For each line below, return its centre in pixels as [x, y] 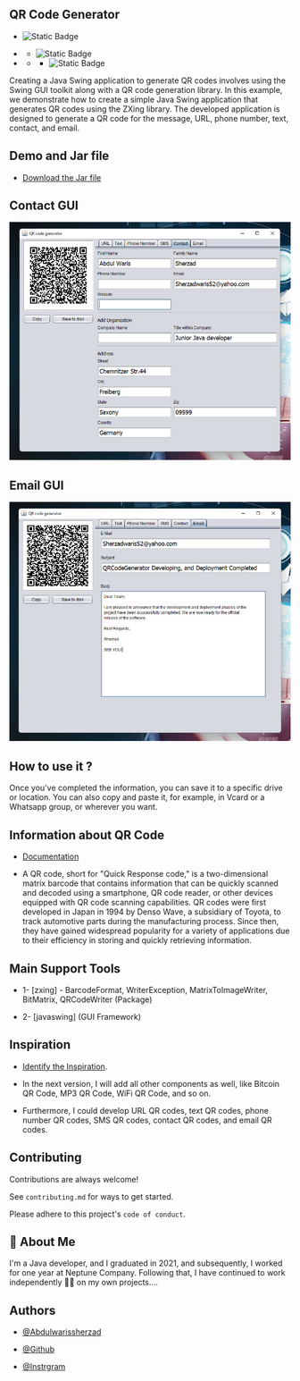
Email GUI [37, 485]
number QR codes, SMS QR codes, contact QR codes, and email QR [147, 1120]
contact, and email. [45, 128]
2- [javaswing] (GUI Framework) [81, 1016]
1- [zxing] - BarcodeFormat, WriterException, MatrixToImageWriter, [145, 989]
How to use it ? [51, 766]
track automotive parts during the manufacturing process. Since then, [150, 922]
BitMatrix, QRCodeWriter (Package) [87, 999]
